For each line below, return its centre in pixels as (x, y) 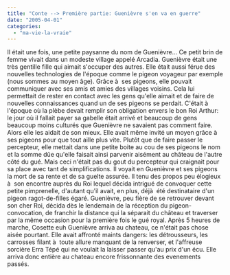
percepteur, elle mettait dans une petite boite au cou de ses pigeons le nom (114, 147)
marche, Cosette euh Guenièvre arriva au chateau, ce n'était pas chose (108, 228)
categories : (24, 26)
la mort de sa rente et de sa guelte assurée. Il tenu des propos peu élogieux (114, 177)
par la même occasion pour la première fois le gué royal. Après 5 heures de (114, 220)
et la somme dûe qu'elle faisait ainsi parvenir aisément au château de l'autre (115, 155)
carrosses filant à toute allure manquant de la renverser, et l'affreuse (105, 242)
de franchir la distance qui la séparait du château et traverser (132, 213)
